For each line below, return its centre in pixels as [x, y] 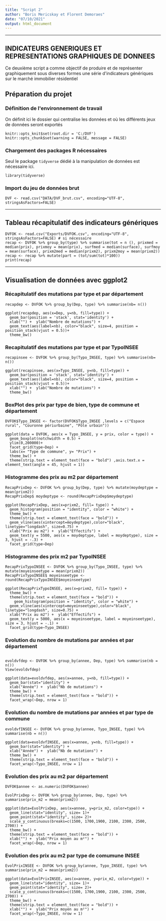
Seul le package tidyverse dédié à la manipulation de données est [72, 161]
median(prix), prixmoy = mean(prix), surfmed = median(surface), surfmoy [83, 247]
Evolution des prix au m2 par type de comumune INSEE [72, 855]
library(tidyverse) [25, 176]
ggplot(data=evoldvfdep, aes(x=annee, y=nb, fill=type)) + [67, 679]
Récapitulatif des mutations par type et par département [74, 294]
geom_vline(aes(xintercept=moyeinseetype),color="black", [71, 606]
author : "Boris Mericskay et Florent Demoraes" [55, 14]
